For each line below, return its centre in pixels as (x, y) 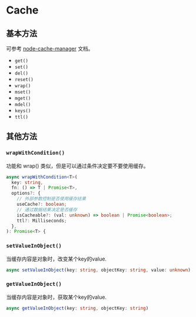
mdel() (23, 105)
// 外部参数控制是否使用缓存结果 (52, 199)
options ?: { (26, 193)
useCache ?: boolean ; (42, 204)
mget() (23, 98)
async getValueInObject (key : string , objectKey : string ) (77, 308)
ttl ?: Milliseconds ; (42, 221)
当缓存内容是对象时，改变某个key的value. (57, 259)
